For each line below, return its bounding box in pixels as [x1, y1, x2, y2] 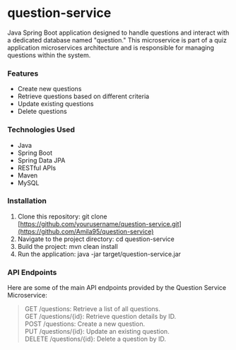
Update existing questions [17, 100, 94, 108]
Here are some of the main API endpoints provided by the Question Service [7, 284, 227, 292]
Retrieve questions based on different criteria [17, 92, 150, 100]
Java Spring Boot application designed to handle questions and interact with [7, 28, 230, 37]
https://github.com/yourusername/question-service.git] [20, 219, 182, 228]
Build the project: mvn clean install [17, 242, 118, 250]
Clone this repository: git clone [17, 212, 107, 221]
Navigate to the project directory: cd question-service [17, 235, 175, 243]
